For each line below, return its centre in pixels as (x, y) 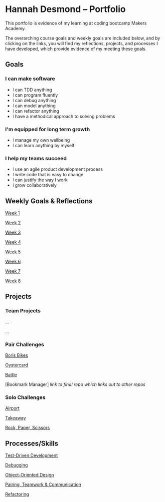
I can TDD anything (32, 90)
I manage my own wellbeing (41, 140)
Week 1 (12, 213)
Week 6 (13, 262)
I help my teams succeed (36, 158)
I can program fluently (35, 95)
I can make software (30, 79)
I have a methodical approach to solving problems (64, 116)
